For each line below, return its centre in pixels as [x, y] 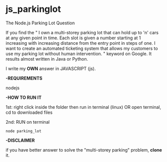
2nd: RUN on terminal [28, 122]
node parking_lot [24, 131]
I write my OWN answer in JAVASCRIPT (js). [51, 69]
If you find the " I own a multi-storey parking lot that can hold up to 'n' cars [82, 32]
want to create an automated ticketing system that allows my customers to [82, 48]
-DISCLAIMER [20, 140]
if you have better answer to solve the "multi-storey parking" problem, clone [84, 150]
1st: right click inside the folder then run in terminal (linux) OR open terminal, [83, 107]
